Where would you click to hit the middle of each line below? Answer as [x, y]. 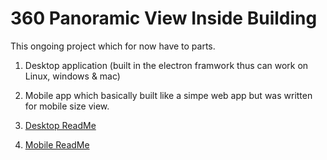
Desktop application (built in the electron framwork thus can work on [166, 65]
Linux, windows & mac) [72, 76]
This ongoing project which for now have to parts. [113, 46]
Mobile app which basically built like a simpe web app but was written [168, 95]
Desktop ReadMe [60, 125]
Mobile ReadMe [57, 144]
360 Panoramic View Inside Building [164, 18]
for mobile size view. [67, 106]
